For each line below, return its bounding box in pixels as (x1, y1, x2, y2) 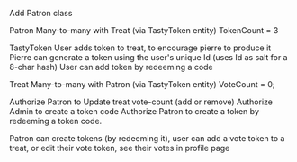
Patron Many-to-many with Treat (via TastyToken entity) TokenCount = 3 (9, 25, 279, 35)
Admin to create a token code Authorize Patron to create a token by (9, 106, 259, 116)
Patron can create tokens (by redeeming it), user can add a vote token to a (9, 133, 285, 143)
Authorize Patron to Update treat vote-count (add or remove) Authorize (9, 96, 273, 107)
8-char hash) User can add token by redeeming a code (9, 62, 213, 72)
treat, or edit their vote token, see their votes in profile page (9, 143, 230, 153)
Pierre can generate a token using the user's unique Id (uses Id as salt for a (9, 52, 288, 62)
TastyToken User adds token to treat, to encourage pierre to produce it (9, 42, 272, 53)
